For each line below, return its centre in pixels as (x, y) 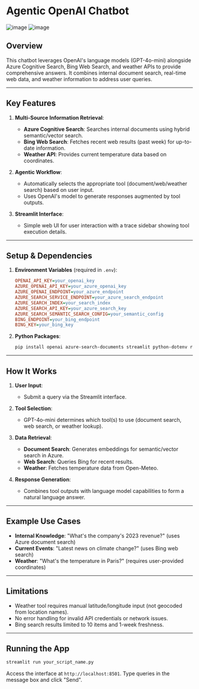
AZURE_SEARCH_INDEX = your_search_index (62, 303)
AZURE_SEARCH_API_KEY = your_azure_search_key (70, 308)
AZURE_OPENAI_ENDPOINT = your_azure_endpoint (69, 292)
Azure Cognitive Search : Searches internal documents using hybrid (107, 129)
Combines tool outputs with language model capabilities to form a (104, 491)
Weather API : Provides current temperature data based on (95, 154)
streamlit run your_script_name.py (50, 662)
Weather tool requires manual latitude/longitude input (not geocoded (98, 605)
